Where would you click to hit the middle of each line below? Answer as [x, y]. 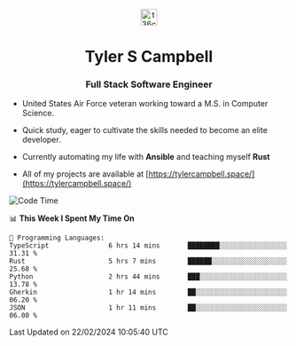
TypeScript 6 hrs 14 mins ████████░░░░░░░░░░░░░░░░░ [148, 246]
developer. [41, 140]
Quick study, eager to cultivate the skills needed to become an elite [145, 130]
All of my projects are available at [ [85, 174]
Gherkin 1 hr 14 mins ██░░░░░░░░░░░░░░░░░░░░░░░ [148, 293]
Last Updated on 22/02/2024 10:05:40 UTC [89, 332]
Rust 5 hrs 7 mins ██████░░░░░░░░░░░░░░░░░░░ [148, 262]
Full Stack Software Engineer [149, 84]
